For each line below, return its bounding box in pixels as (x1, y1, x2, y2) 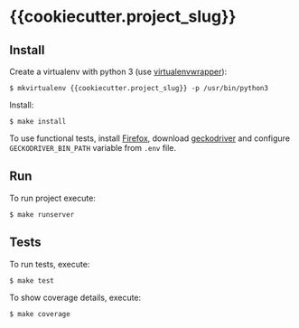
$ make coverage (9, 309, 70, 318)
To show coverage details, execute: (9, 292, 142, 303)
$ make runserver (9, 210, 75, 219)
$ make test (9, 276, 54, 286)
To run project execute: (9, 192, 97, 203)
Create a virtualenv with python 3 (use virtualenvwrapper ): (9, 66, 228, 77)
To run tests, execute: (9, 258, 90, 269)
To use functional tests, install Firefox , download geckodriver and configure (9, 133, 291, 144)
